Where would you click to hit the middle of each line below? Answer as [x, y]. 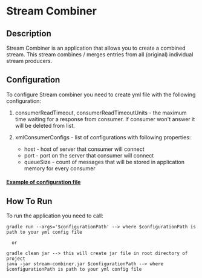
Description [29, 34]
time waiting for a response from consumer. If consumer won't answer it [105, 119]
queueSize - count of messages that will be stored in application [104, 162]
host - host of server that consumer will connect [84, 149]
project [16, 259]
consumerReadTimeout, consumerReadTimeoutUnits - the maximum [101, 113]
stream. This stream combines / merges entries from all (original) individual [100, 55]
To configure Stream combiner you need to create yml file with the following [101, 94]
